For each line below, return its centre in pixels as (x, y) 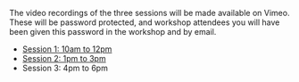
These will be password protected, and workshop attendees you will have (145, 22)
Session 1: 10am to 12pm (67, 49)
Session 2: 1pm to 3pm (64, 58)
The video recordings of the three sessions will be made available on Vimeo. (149, 13)
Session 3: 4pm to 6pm (65, 68)
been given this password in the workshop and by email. (113, 32)
